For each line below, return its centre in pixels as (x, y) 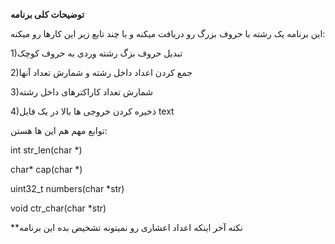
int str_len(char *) (46, 150)
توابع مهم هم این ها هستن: (59, 130)
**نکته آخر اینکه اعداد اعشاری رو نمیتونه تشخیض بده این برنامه (126, 227)
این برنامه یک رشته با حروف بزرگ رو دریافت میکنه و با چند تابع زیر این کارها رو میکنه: (168, 33)
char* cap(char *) (46, 169)
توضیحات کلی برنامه (47, 14)
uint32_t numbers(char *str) (67, 188)
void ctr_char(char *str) (58, 208)
